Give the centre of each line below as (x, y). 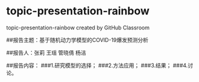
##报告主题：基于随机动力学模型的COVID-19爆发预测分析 (77, 40)
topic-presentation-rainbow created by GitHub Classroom (78, 28)
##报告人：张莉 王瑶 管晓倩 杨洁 (46, 53)
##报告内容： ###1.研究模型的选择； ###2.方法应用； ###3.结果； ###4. (97, 65)
